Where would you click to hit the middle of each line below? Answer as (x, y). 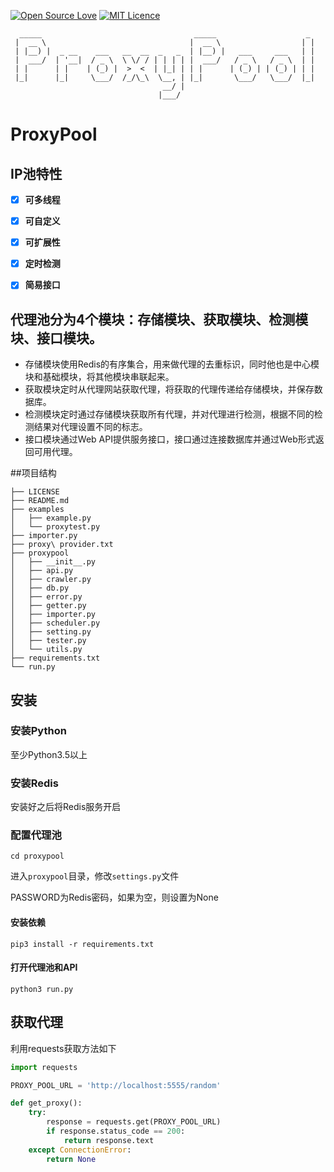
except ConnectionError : (80, 1150)
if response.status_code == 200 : (116, 1131)
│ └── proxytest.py (55, 527)
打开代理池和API (44, 967)
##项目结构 (33, 473)
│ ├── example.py (51, 518)
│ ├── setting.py (51, 632)
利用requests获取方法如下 (63, 1048)
